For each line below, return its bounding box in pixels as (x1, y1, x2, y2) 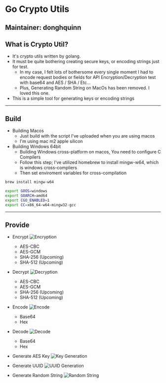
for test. (12, 64, 29, 70)
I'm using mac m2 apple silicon (19, 138, 83, 145)
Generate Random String (12, 373, 63, 379)
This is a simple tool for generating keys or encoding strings (12, 95, 135, 101)
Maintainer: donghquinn (5, 23, 82, 32)
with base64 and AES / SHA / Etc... (19, 79, 91, 85)
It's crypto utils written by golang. (12, 53, 81, 59)
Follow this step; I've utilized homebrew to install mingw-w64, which (19, 159, 159, 165)
